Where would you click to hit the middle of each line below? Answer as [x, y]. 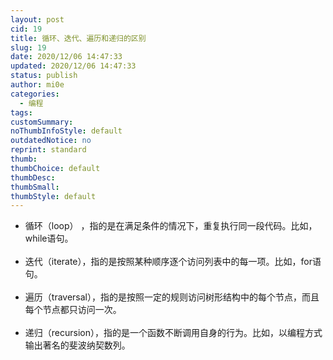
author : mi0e [37, 85]
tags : [21, 112]
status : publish [44, 76]
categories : [35, 94]
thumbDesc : [33, 177]
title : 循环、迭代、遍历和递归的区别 [78, 38]
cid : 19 [26, 29]
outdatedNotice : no [51, 141]
